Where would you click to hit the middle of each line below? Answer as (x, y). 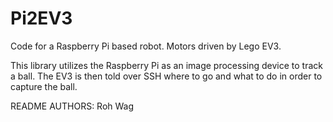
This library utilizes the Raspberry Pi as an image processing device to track (166, 65)
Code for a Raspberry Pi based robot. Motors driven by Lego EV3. (146, 46)
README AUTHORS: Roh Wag (72, 106)
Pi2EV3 (41, 18)
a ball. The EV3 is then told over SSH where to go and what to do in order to (166, 76)
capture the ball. (44, 86)
